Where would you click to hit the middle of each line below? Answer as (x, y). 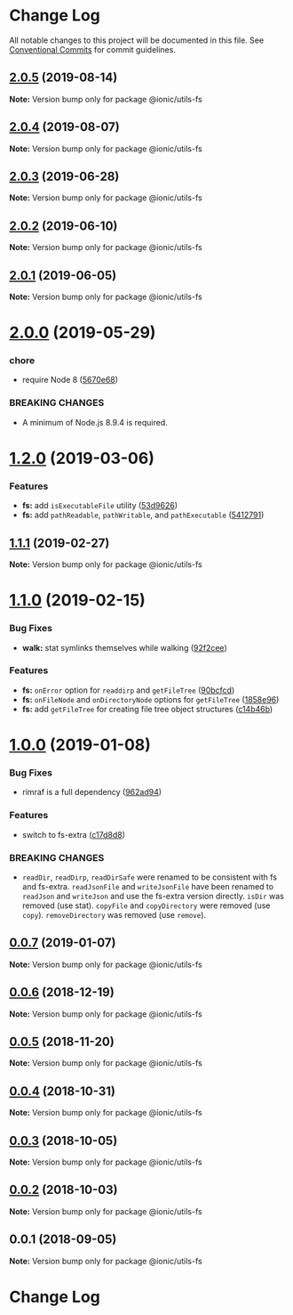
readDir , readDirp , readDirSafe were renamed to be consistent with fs (150, 877)
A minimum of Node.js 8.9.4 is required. (95, 422)
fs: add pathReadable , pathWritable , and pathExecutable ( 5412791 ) (143, 515)
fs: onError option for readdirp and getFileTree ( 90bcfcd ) (128, 690)
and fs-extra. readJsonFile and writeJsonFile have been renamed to (147, 886)
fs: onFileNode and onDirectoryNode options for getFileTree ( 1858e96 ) (150, 699)
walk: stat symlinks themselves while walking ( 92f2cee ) (125, 647)
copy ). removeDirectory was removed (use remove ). (114, 914)
